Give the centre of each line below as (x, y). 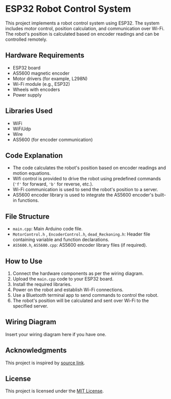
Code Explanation (34, 156)
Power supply (27, 95)
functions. (28, 200)
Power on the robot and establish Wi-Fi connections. (68, 290)
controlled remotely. (26, 39)
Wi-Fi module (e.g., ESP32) (41, 84)
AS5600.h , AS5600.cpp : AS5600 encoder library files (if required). (80, 245)
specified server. (30, 306)
